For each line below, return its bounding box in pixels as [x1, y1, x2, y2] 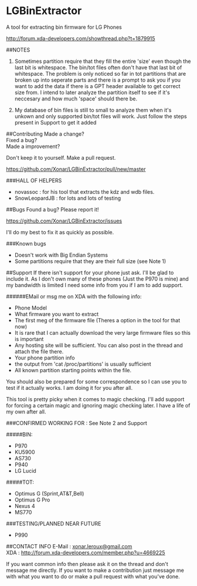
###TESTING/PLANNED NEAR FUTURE [6, 520, 101, 527]
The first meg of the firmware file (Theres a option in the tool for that [14, 316, 181, 324]
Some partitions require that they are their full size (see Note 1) [14, 257, 167, 265]
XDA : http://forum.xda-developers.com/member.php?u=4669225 [6, 549, 165, 556]
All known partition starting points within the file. [14, 366, 132, 373]
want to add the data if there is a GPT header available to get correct [14, 82, 181, 89]
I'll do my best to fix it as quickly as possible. [6, 228, 114, 235]
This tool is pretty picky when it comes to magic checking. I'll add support [6, 395, 185, 403]
